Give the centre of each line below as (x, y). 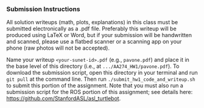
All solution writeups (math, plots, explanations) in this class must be (92, 22)
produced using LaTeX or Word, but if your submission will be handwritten (99, 35)
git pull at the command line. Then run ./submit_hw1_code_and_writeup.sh (101, 79)
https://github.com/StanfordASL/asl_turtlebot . (64, 98)
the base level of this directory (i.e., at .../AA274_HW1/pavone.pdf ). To (93, 66)
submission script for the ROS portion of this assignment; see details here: (100, 92)
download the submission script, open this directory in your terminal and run (102, 73)
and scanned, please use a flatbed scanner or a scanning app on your (94, 42)
